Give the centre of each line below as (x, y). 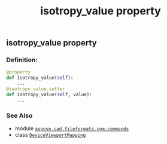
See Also (19, 115)
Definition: (22, 60)
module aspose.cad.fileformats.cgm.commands (72, 128)
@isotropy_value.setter (36, 89)
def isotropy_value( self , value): (49, 94)
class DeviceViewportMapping (50, 135)
